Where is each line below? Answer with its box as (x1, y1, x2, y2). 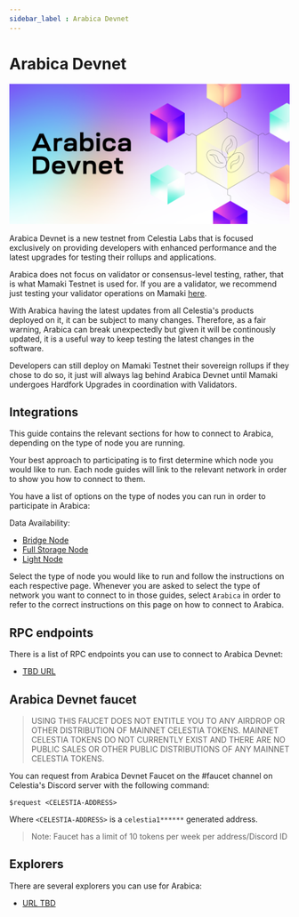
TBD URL (21, 666, 56, 677)
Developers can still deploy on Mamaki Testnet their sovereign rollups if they (9, 360, 289, 371)
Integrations (9, 405, 78, 420)
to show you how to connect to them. (9, 474, 146, 485)
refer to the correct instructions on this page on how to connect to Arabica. (9, 599, 285, 610)
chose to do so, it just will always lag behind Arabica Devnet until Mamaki (9, 369, 279, 380)
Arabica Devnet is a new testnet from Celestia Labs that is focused (9, 232, 254, 244)
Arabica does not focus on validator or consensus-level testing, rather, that (9, 269, 285, 279)
